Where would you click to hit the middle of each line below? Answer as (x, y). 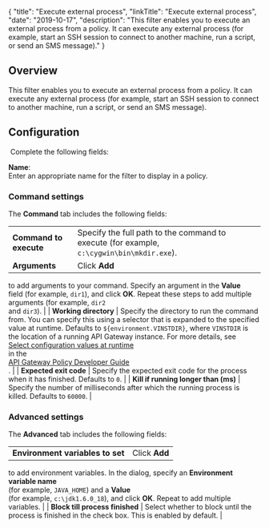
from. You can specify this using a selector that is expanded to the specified (134, 319)
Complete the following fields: (60, 151)
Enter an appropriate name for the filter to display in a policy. (108, 175)
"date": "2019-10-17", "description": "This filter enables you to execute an (129, 20)
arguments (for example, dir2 (57, 302)
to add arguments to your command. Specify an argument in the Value (125, 285)
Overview (33, 71)
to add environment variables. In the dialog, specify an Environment (121, 473)
